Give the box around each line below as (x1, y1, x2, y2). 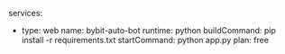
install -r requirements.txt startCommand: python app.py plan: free (21, 35, 270, 45)
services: (8, 8, 42, 18)
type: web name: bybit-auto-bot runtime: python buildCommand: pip (21, 25, 277, 35)
